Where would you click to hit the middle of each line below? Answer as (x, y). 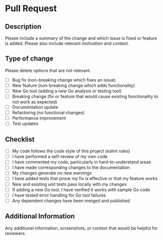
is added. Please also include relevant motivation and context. (67, 43)
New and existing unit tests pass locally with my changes (69, 184)
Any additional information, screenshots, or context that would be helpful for (81, 228)
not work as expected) (35, 102)
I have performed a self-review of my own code (60, 157)
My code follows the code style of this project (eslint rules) (71, 151)
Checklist (20, 139)
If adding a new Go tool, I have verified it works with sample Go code (81, 190)
